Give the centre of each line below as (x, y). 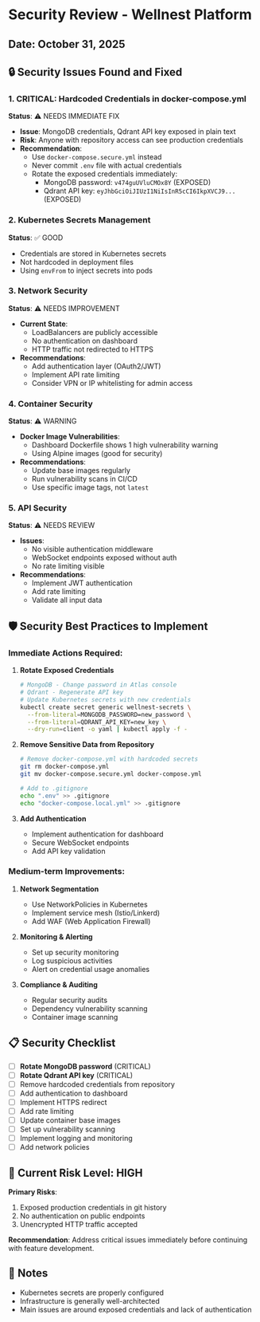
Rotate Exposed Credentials (67, 671)
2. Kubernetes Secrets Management (80, 220)
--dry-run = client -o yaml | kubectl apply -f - (108, 730)
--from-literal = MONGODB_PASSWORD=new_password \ (109, 714)
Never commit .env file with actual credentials (107, 166)
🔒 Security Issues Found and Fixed (95, 72)
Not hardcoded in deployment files (76, 262)
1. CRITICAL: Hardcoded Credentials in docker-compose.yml (127, 99)
